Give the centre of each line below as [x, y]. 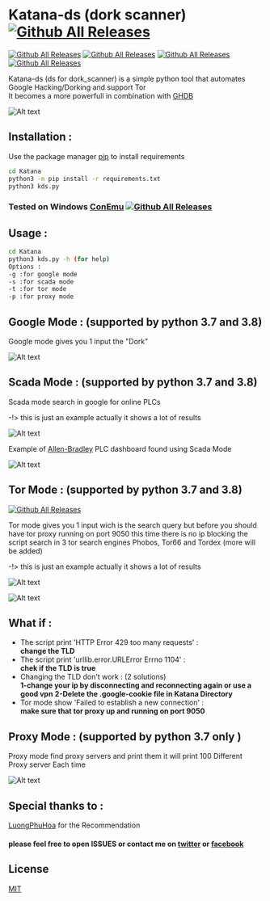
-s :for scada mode [41, 282]
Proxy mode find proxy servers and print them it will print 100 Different [125, 756]
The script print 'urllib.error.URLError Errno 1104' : [103, 659]
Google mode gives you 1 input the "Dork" [78, 342]
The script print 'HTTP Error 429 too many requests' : [109, 642]
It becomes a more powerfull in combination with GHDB [101, 95]
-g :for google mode [43, 274]
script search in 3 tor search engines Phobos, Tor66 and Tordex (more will [132, 542]
